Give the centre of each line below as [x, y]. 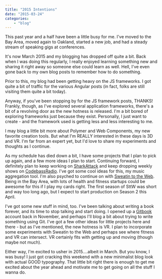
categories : [17, 18]
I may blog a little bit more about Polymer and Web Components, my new [78, 131]
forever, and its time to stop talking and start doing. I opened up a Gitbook [79, 212]
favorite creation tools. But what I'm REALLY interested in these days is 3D [79, 136]
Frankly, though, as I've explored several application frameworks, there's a [79, 106]
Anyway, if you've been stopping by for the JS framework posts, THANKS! [79, 101]
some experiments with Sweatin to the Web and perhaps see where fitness [80, 232]
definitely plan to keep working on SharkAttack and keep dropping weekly [79, 166]
